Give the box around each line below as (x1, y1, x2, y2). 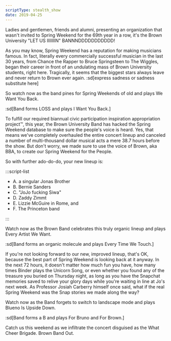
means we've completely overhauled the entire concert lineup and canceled (5, 132, 166, 138)
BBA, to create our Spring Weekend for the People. (5, 148, 113, 154)
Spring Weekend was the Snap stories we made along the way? (5, 289, 140, 295)
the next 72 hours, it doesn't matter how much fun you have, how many (5, 262, 156, 268)
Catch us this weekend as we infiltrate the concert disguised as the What (5, 325, 160, 331)
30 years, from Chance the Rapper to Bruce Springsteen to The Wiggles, (5, 58, 159, 64)
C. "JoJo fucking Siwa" (12, 189, 61, 195)
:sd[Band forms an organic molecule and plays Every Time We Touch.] (5, 241, 154, 247)
